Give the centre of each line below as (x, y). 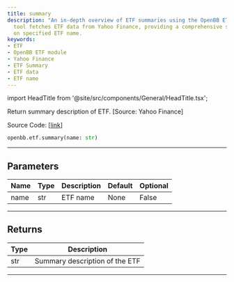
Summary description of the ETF (87, 260)
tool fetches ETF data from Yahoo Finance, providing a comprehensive (118, 26)
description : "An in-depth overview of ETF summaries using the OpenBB (113, 20)
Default (120, 186)
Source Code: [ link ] (35, 125)
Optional (154, 186)
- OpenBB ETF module (37, 53)
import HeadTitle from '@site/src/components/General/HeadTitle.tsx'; (108, 98)
